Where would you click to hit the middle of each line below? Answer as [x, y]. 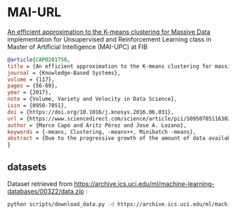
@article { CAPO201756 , [39, 60]
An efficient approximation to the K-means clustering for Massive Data [109, 32]
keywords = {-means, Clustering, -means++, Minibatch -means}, [102, 132]
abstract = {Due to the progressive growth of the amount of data [106, 138]
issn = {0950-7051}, [38, 106]
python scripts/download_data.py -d [61, 204]
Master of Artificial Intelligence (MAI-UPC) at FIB [78, 47]
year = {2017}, [29, 92]
